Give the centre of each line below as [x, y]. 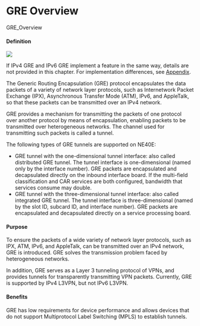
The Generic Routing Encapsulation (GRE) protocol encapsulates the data [96, 83]
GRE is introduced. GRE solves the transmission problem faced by [87, 253]
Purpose [17, 226]
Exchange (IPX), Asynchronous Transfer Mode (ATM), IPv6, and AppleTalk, [98, 96]
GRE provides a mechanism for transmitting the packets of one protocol [94, 114]
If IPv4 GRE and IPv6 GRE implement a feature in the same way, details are [98, 66]
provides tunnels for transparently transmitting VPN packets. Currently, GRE [99, 277]
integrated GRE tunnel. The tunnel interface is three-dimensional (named [104, 200]
